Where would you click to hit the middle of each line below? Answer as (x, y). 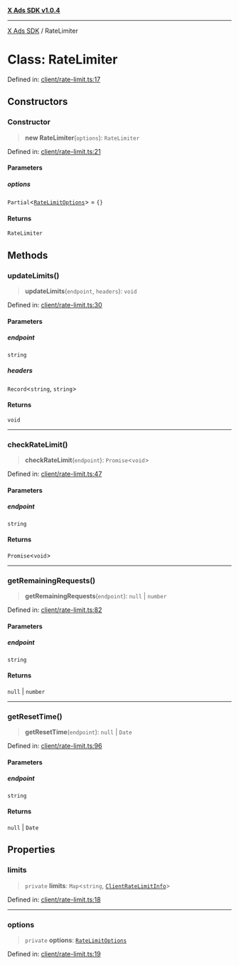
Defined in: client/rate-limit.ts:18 (54, 899)
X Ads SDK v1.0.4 (34, 10)
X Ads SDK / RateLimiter (43, 31)
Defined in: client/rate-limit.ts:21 (54, 151)
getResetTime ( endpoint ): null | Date (78, 732)
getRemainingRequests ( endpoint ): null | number (96, 596)
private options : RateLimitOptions (75, 940)
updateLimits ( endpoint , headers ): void (81, 291)
